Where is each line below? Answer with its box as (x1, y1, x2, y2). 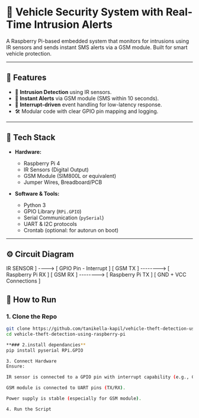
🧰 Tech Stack (6, 132, 56, 142)
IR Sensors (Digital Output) (23, 166, 89, 173)
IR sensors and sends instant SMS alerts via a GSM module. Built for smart (6, 44, 188, 51)
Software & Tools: (14, 190, 60, 197)
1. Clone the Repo (6, 312, 57, 320)
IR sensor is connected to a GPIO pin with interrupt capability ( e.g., (6, 374, 190, 380)
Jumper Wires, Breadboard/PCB (23, 179, 102, 186)
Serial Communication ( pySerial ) (23, 214, 104, 221)
